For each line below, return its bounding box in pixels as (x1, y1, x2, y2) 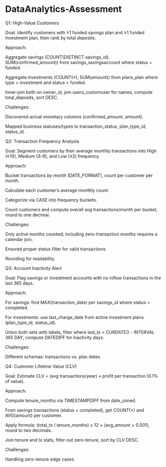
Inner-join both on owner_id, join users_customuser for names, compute (5, 89, 153, 95)
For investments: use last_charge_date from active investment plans (5, 314, 144, 320)
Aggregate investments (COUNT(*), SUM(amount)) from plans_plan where (5, 74, 158, 80)
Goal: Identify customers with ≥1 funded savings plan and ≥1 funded (5, 29, 145, 35)
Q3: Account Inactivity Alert (5, 265, 62, 271)
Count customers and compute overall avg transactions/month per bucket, (5, 206, 158, 212)
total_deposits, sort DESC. (5, 94, 59, 100)
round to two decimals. (5, 427, 52, 433)
